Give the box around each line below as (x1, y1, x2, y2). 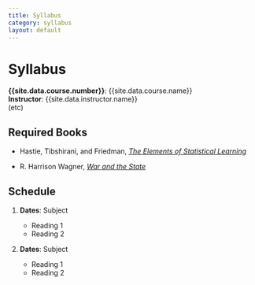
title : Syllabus (8, 11, 61, 20)
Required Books (8, 125, 88, 139)
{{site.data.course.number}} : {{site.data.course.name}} (8, 86, 193, 95)
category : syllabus (8, 19, 72, 27)
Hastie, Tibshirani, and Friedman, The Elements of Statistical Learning (19, 146, 246, 156)
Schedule (8, 184, 57, 198)
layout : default (8, 26, 61, 34)
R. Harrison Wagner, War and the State (19, 162, 146, 172)
